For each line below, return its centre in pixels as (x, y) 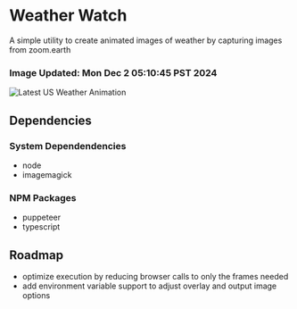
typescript (41, 227)
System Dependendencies (68, 146)
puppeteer (41, 217)
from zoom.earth (40, 49)
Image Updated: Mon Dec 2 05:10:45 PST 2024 (113, 72)
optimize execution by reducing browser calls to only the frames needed (155, 277)
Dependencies (50, 120)
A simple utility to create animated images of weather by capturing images (146, 40)
